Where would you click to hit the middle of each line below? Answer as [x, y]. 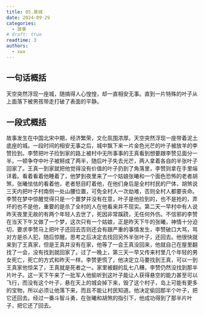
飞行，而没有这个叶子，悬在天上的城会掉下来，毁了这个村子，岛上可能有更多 [102, 283]
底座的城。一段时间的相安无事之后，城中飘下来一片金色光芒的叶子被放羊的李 [102, 146]
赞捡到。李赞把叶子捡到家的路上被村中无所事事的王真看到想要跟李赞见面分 [99, 154]
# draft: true [24, 35]
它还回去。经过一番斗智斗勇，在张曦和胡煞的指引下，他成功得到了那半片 [97, 298]
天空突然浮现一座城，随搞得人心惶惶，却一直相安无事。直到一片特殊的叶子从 [102, 94]
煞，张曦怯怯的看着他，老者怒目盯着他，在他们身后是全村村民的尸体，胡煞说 [102, 184]
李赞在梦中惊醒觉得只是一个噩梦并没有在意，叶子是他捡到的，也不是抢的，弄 [102, 199]
